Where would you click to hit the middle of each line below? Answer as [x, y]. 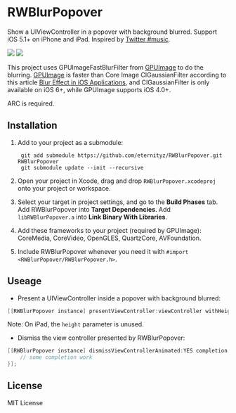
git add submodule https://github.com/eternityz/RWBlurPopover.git [122, 155]
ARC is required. [31, 103]
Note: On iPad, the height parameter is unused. [76, 324]
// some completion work [56, 357]
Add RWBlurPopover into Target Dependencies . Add [94, 209]
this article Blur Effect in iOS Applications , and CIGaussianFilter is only [109, 82]
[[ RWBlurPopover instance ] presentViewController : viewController [105, 311]
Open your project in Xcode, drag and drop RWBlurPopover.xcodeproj [117, 181]
